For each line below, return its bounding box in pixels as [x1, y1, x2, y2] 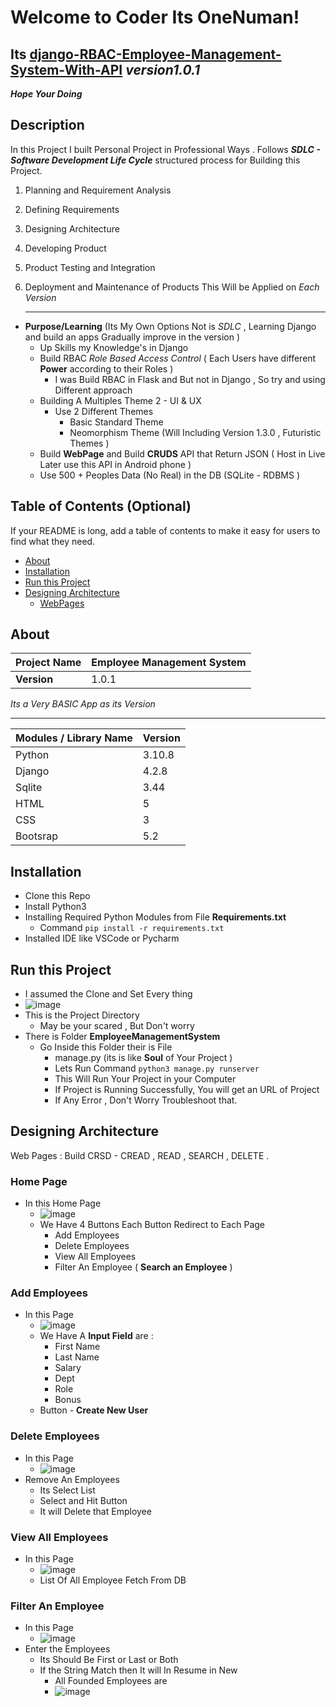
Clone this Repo [24, 890, 91, 902]
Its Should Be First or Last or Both [39, 1654, 179, 1666]
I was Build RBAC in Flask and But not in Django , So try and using [54, 373, 326, 385]
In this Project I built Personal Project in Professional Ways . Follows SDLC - [10, 143, 321, 155]
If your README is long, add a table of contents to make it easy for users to [10, 524, 321, 536]
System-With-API [10, 61, 123, 78]
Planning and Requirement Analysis [24, 184, 172, 196]
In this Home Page [24, 1197, 102, 1210]
